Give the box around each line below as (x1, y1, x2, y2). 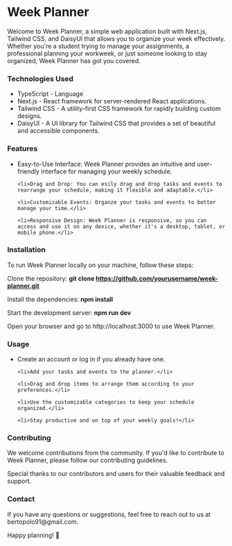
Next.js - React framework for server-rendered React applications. (17, 97, 207, 105)
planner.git (7, 282, 39, 290)
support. (7, 477, 32, 486)
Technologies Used (7, 74, 74, 83)
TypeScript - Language (17, 89, 84, 98)
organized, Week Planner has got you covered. (7, 56, 141, 65)
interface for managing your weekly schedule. (41, 167, 172, 176)
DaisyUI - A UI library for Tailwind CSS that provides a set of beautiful (17, 119, 216, 128)
